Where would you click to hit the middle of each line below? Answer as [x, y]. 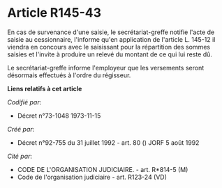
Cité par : [20, 156]
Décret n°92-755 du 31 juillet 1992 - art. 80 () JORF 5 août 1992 [108, 142]
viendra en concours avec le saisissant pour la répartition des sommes [109, 47]
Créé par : [21, 129]
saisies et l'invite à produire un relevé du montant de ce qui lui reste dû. [110, 54]
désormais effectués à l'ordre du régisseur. [69, 75]
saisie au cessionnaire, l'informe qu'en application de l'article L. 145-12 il [111, 39]
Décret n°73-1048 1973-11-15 [59, 116]
